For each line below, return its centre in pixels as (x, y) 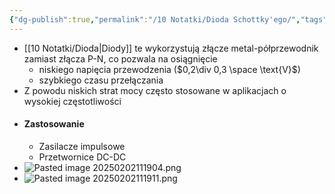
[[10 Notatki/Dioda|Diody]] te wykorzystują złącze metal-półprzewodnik (171, 48)
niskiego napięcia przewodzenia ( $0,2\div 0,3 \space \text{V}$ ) (169, 69)
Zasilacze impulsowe (82, 146)
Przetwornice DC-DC (82, 157)
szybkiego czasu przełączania (101, 80)
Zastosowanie (54, 124)
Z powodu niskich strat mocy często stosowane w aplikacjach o (155, 90)
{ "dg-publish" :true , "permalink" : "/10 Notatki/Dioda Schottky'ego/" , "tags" (168, 19)
